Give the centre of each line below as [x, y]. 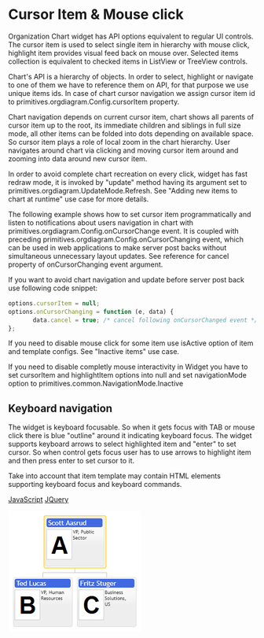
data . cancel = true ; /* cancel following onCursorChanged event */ [145, 320]
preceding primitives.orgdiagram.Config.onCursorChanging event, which [126, 239]
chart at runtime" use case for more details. [79, 199]
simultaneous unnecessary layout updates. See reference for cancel [119, 256]
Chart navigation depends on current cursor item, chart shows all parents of [131, 116]
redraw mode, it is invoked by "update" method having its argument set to [128, 182]
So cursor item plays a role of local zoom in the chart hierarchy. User [119, 142]
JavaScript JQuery [38, 500]
